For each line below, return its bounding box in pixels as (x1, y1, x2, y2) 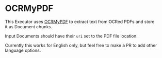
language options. (5, 47, 41, 53)
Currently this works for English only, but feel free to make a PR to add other (5, 42, 158, 48)
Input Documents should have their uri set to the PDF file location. (5, 33, 138, 39)
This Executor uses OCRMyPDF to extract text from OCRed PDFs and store (5, 19, 155, 24)
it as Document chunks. (5, 23, 52, 29)
